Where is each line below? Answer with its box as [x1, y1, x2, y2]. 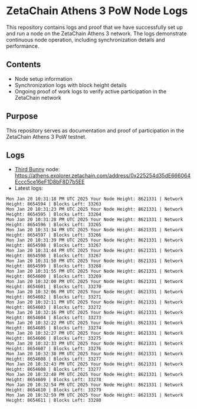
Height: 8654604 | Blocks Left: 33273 [6, 315, 101, 321]
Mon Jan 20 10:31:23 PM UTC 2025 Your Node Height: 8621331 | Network [6, 207, 183, 212]
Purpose [6, 111, 38, 122]
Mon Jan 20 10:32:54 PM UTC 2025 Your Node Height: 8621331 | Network [6, 382, 183, 388]
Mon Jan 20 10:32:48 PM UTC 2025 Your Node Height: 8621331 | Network [6, 372, 183, 378]
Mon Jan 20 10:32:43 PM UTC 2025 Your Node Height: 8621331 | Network [6, 361, 183, 367]
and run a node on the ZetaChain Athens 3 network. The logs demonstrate [6, 30, 187, 37]
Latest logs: [14, 185, 43, 192]
